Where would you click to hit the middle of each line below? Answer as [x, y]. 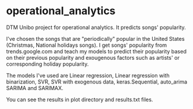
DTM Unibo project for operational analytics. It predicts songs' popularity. [96, 27]
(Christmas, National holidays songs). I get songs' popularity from [87, 45]
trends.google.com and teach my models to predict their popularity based [96, 51]
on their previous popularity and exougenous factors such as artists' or [93, 57]
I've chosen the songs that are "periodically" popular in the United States [96, 39]
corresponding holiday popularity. [48, 64]
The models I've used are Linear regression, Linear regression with [88, 75]
